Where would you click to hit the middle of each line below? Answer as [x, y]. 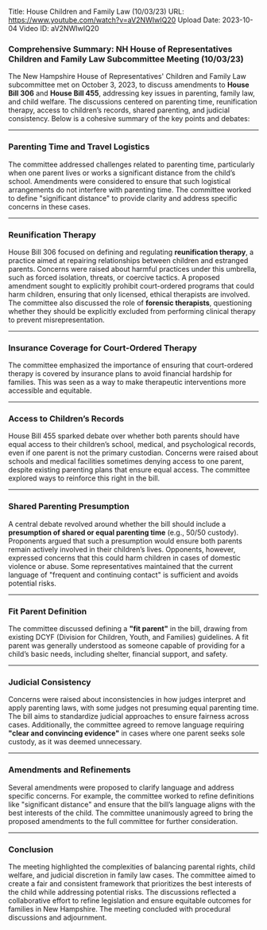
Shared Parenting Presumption [69, 507]
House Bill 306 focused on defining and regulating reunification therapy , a [131, 252]
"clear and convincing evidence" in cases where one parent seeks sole [127, 733]
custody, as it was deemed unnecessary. [75, 742]
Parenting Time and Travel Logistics [79, 147]
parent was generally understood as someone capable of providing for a [127, 646]
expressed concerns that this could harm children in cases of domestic [124, 558]
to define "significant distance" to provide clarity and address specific [123, 198]
